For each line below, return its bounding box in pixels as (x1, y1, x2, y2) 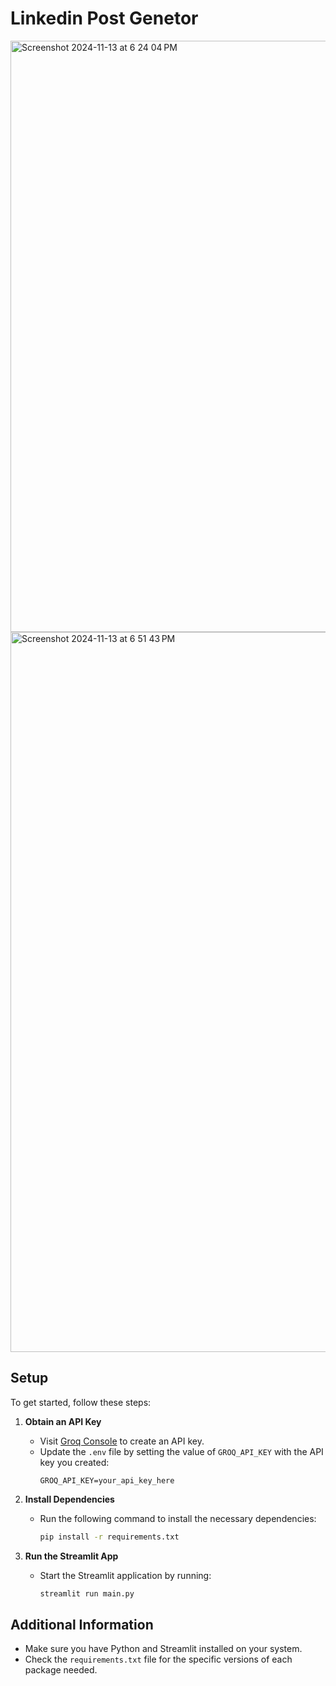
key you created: (39, 1456, 110, 1468)
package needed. (24, 1664, 98, 1676)
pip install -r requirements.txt (39, 1532, 180, 1542)
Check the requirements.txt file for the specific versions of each (24, 1653, 293, 1666)
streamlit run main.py (39, 1588, 135, 1599)
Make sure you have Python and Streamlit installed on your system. (24, 1643, 303, 1655)
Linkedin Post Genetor (10, 7, 199, 30)
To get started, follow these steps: (10, 1396, 152, 1408)
